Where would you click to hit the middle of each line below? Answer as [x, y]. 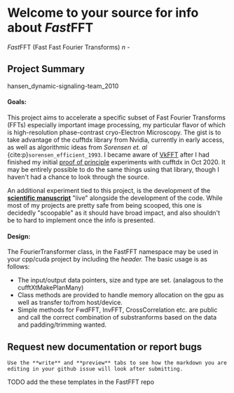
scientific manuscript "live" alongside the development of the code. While [115, 198]
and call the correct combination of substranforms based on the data [117, 317]
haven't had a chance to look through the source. [78, 177]
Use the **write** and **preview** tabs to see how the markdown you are [117, 363]
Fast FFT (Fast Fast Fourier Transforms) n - [69, 47]
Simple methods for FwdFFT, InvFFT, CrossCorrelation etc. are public [117, 310]
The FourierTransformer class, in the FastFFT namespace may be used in [113, 252]
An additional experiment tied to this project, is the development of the [109, 190]
